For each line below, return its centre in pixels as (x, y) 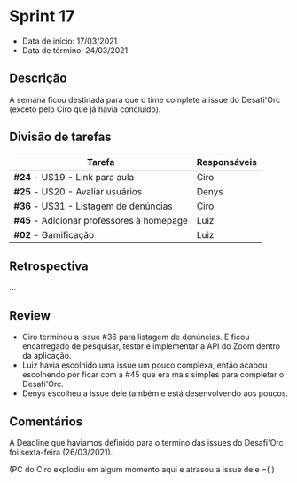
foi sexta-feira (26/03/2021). (61, 452)
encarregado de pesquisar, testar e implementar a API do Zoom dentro (151, 346)
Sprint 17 (42, 16)
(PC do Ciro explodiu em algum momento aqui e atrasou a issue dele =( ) (142, 469)
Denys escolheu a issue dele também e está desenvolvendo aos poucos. (155, 393)
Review (30, 316)
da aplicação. (47, 356)
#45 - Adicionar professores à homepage (101, 220)
